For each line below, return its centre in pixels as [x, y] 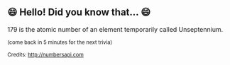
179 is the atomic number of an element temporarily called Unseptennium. [115, 29]
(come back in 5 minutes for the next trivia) [60, 42]
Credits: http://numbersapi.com [45, 54]
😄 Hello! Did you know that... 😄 [79, 12]
